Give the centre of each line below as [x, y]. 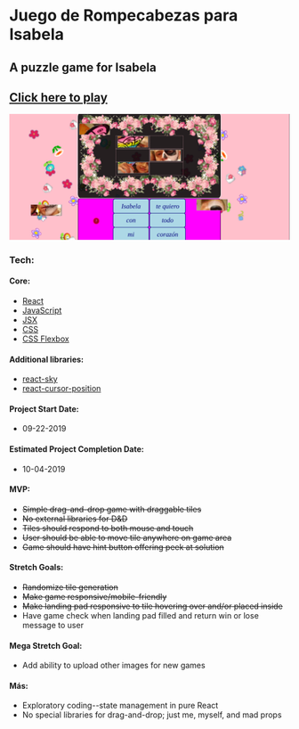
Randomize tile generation [70, 587]
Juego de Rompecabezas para [124, 16]
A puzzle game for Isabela [83, 67]
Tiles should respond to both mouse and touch [108, 528]
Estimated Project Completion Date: [77, 449]
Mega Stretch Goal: [46, 645]
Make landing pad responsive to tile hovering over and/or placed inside [152, 606]
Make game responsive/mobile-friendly [94, 596]
